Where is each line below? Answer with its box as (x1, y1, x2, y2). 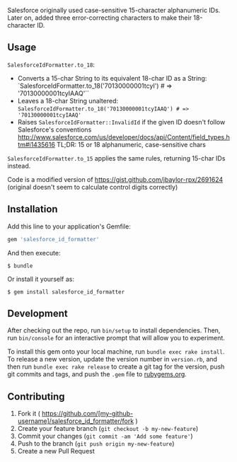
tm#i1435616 (17, 140, 55, 149)
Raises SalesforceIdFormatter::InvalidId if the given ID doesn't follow (17, 117, 226, 126)
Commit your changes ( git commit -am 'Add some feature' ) (17, 432, 193, 441)
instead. (7, 161, 31, 170)
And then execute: (7, 248, 61, 257)
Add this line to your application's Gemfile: (7, 222, 131, 231)
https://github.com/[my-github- (41, 410, 133, 418)
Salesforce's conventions (17, 125, 92, 134)
